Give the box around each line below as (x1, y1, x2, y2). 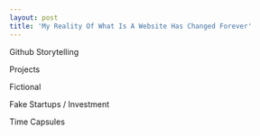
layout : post (9, 13, 59, 23)
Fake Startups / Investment (9, 98, 110, 109)
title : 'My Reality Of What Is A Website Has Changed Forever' (9, 22, 253, 31)
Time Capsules (9, 116, 66, 127)
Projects (9, 64, 41, 75)
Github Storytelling (9, 46, 79, 57)
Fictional (9, 81, 42, 92)
